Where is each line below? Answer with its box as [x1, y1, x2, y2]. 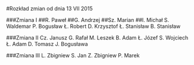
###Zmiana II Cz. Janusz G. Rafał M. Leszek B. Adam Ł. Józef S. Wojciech [6, 34, 189, 41]
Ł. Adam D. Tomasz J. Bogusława [6, 41, 88, 47]
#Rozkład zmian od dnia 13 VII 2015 [6, 5, 93, 12]
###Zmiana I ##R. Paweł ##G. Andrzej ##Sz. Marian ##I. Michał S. [6, 17, 170, 23]
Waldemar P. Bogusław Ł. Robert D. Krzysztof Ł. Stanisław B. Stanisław [6, 23, 181, 30]
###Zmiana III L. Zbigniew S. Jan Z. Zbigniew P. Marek [6, 52, 140, 58]
